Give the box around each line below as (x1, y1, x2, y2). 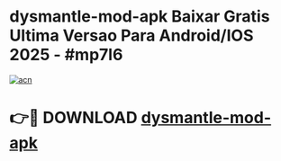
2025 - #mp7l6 (9, 45, 123, 65)
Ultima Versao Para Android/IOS (9, 25, 254, 46)
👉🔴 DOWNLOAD (9, 108, 138, 128)
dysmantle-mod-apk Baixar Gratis (9, 6, 270, 27)
